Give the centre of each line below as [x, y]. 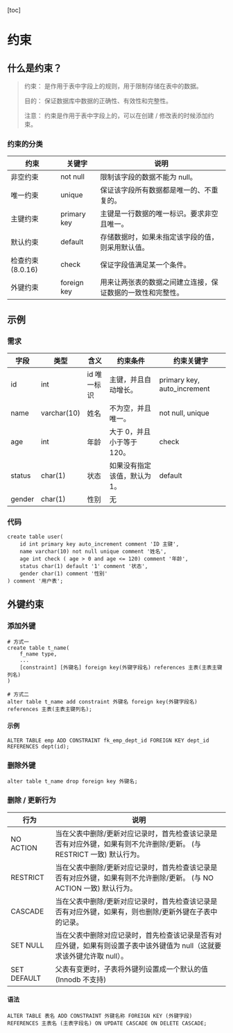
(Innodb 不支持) [80, 979]
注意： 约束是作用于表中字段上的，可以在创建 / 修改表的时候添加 [116, 115]
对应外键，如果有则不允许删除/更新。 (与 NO [141, 877]
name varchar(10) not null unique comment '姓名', [93, 552]
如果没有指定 [130, 465]
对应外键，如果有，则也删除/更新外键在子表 [140, 911]
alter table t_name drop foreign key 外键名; [72, 781]
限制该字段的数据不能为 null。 [149, 177]
